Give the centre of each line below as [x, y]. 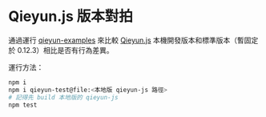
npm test [23, 105]
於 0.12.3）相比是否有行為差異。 [61, 50]
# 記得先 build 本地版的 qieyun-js [63, 97]
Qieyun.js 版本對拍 [71, 16]
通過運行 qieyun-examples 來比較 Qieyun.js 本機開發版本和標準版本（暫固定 [133, 40]
